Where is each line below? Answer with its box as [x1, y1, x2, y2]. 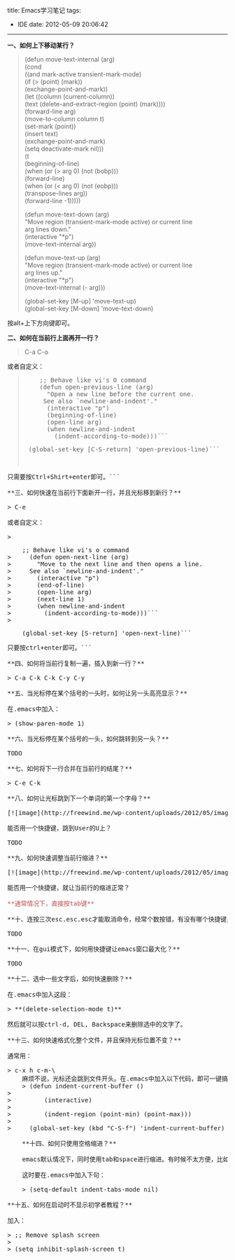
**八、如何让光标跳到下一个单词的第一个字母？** [7, 795, 151, 802]
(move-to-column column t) [24, 115, 105, 123]
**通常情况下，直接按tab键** [7, 900, 95, 908]
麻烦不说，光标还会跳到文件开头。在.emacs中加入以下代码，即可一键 [22, 1075, 222, 1083]
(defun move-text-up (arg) [24, 254, 101, 261]
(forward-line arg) [24, 107, 76, 116]
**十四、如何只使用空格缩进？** [22, 1139, 117, 1147]
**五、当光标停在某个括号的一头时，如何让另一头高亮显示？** [7, 690, 187, 697]
